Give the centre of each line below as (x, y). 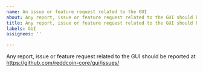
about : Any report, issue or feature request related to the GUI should (100, 17)
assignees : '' (24, 34)
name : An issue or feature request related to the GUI (77, 12)
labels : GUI (21, 28)
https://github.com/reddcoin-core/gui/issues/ (63, 63)
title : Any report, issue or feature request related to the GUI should (100, 23)
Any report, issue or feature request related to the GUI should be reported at (101, 56)
